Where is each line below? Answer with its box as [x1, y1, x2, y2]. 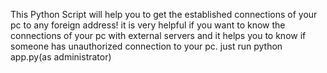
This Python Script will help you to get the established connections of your [10, 9, 318, 20]
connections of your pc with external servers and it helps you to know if [10, 30, 307, 41]
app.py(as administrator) [10, 51, 112, 63]
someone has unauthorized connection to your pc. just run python [10, 40, 283, 52]
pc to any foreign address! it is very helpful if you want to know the [10, 19, 286, 31]
